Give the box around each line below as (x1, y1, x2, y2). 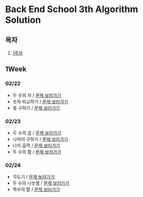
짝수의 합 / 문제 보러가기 (12, 186, 60, 192)
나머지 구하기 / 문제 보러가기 (12, 136, 68, 142)
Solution (5, 14, 41, 26)
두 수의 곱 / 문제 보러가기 (12, 130, 61, 136)
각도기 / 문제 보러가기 (12, 174, 55, 180)
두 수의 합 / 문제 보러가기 (12, 149, 61, 155)
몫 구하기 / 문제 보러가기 (12, 105, 60, 111)
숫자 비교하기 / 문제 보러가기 (12, 98, 68, 105)
